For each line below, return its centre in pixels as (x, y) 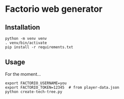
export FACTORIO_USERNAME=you (36, 83)
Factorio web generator (54, 9)
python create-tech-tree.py (34, 92)
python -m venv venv (26, 38)
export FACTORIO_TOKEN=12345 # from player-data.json (62, 87)
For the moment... (23, 74)
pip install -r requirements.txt (39, 47)
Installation (23, 27)
